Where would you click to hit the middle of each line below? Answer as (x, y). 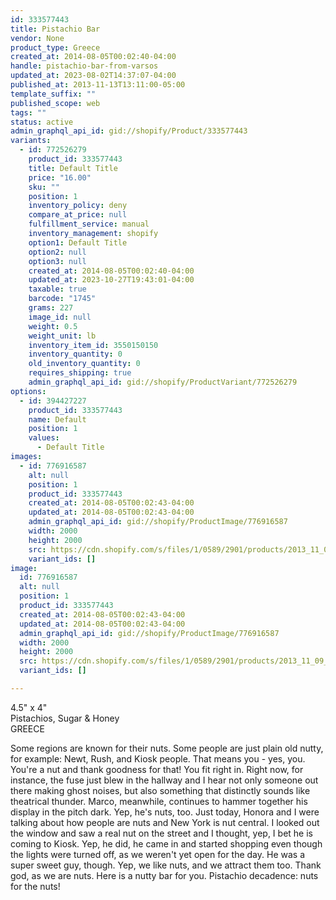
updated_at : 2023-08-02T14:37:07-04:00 (93, 76)
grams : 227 (51, 308)
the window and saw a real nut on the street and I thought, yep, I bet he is (161, 833)
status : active (42, 122)
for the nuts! (35, 886)
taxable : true (57, 289)
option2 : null (57, 252)
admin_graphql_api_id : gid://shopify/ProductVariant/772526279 (163, 382)
